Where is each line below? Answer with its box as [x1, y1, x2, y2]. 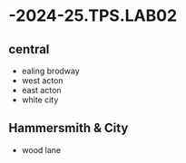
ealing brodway [21, 65, 81, 76]
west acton [21, 75, 64, 86]
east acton [21, 85, 62, 95]
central [8, 42, 50, 57]
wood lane [21, 144, 61, 155]
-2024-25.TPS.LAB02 [8, 5, 178, 26]
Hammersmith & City [8, 120, 129, 136]
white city [21, 94, 59, 105]
